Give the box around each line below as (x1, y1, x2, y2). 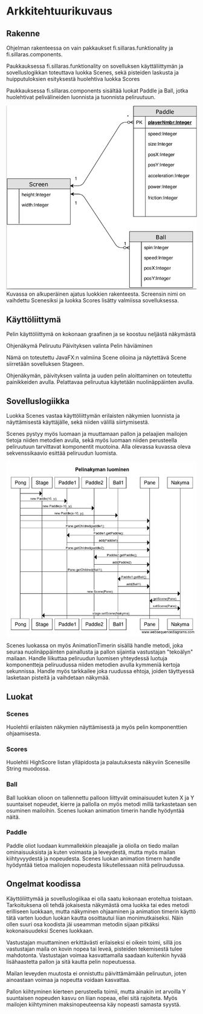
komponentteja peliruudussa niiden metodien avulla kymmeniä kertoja (6, 661, 180, 669)
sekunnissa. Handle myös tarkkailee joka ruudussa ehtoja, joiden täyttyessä (6, 668, 195, 675)
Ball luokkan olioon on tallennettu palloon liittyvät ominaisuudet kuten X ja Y (6, 794, 195, 801)
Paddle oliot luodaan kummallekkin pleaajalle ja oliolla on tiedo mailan (6, 842, 179, 849)
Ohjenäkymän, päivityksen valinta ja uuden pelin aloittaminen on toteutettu (6, 372, 192, 379)
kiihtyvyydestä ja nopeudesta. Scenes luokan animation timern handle (6, 854, 181, 862)
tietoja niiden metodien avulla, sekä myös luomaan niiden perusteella (6, 437, 177, 444)
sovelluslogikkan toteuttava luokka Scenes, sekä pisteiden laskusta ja (6, 69, 179, 76)
